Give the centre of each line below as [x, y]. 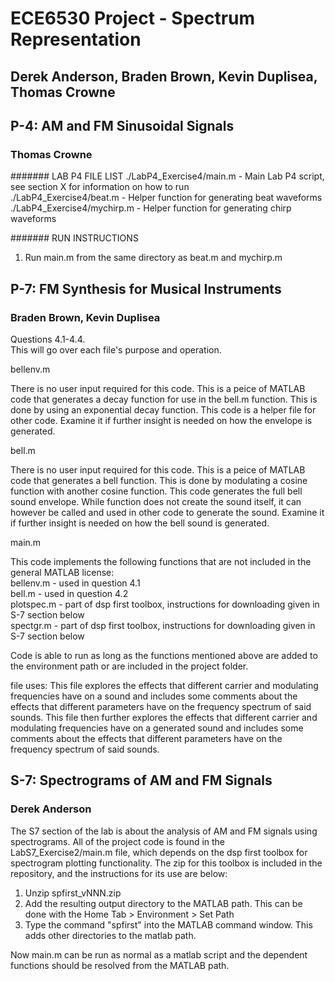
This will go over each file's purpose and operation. [116, 349]
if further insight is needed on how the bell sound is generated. [140, 523]
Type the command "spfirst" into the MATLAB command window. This [168, 924]
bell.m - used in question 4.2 [69, 593]
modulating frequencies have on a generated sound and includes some [157, 728]
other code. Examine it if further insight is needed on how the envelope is [161, 420]
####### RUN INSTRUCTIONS [74, 238]
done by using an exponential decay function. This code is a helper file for [163, 409]
